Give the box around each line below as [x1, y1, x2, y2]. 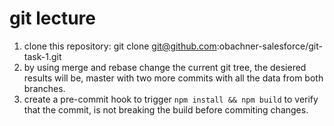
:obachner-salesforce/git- [216, 40, 323, 52]
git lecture [9, 7, 96, 30]
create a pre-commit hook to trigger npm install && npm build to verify [23, 93, 319, 105]
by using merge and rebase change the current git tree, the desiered [23, 61, 307, 73]
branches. [23, 82, 66, 94]
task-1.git [23, 50, 62, 62]
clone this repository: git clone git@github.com [23, 40, 217, 52]
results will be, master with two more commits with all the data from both [23, 72, 324, 84]
